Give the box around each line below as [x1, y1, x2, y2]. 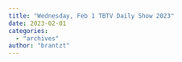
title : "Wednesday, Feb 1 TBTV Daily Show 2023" [8, 11, 175, 20]
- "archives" [15, 34, 60, 43]
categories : [8, 27, 48, 35]
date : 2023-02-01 [8, 19, 67, 27]
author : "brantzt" [8, 42, 70, 50]
